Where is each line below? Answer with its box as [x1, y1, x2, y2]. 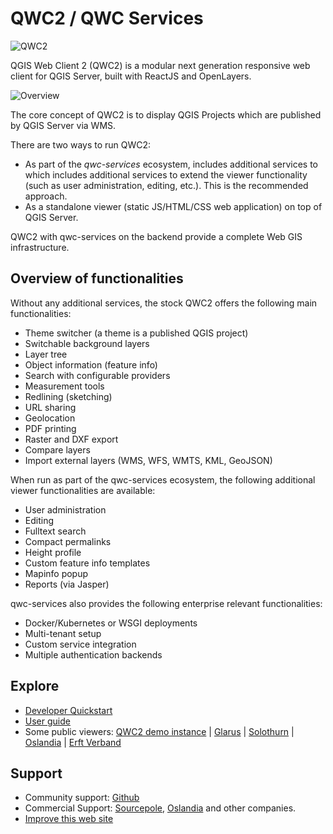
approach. [24, 190, 68, 202]
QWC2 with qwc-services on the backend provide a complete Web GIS [10, 230, 303, 242]
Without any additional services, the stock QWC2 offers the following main [10, 297, 318, 309]
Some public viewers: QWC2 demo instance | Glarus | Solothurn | [24, 725, 295, 737]
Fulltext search [24, 525, 87, 537]
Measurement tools [24, 380, 105, 392]
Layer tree [24, 348, 68, 360]
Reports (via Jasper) [24, 578, 110, 590]
